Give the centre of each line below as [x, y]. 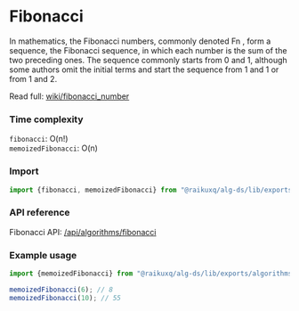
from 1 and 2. [33, 78]
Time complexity [46, 119]
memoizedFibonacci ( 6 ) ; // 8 [61, 290]
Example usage [43, 255]
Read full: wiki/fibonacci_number [69, 96]
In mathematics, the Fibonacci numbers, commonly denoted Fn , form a [140, 41]
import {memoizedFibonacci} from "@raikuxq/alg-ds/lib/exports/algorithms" [153, 274]
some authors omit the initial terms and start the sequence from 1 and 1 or [144, 70]
